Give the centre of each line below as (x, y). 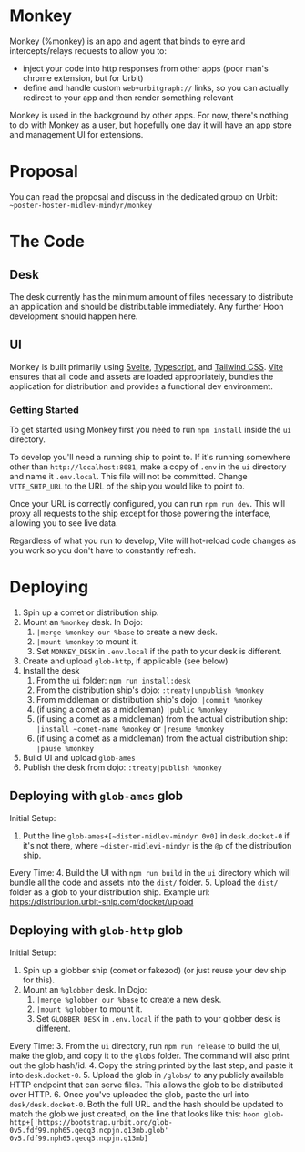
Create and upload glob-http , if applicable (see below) (125, 661)
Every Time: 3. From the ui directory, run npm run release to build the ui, (145, 1045)
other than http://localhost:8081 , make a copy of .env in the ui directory (148, 467)
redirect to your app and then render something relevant (128, 98)
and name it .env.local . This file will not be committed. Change (128, 476)
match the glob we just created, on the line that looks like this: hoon (135, 1114)
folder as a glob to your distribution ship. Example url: (110, 892)
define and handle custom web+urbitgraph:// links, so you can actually (156, 87)
